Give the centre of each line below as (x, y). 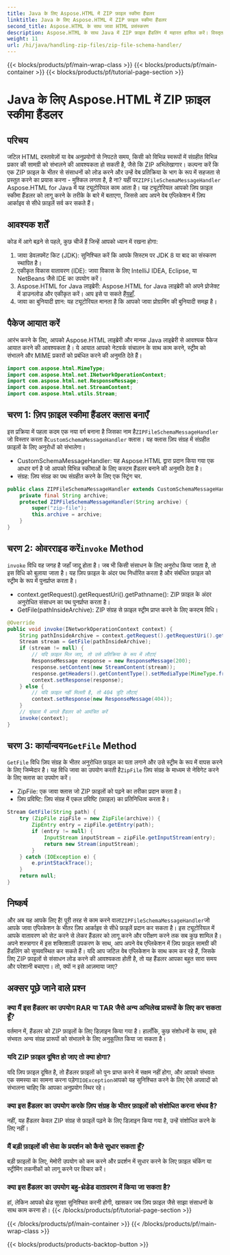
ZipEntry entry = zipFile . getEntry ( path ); (93, 825)
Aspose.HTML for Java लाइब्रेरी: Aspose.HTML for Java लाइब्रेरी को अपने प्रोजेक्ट (118, 286)
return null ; (38, 876)
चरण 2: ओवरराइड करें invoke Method (75, 549)
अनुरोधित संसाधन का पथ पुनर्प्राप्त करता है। (64, 602)
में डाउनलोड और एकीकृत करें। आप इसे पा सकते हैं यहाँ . (76, 294)
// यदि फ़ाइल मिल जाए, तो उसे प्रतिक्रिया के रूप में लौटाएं (94, 655)
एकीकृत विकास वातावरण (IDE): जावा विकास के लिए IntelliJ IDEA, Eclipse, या (107, 271)
